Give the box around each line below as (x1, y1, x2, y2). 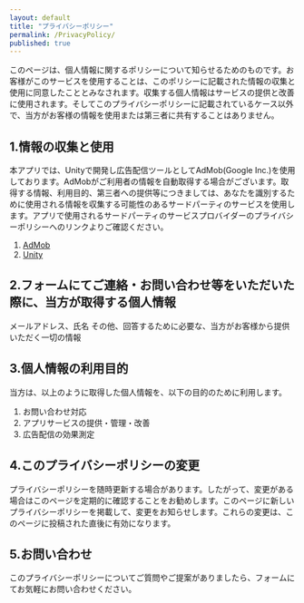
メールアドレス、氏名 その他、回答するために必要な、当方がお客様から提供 (9, 320, 290, 331)
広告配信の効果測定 (22, 428, 95, 440)
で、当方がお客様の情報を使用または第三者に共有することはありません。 (9, 110, 279, 121)
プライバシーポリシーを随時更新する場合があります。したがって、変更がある (9, 483, 294, 494)
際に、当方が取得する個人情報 (9, 295, 177, 310)
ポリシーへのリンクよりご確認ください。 (16, 221, 169, 232)
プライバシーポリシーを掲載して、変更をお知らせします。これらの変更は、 (9, 506, 286, 517)
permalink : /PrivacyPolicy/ (9, 30, 116, 39)
